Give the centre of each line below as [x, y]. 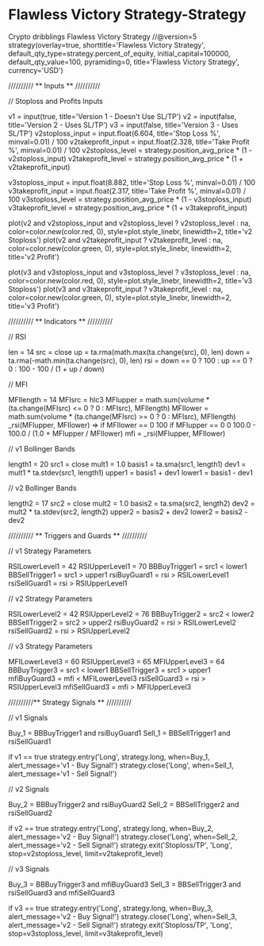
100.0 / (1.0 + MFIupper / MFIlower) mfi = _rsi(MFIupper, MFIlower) [117, 433]
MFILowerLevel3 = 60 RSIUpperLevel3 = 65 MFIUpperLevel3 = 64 [117, 661]
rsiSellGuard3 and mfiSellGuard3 [62, 892]
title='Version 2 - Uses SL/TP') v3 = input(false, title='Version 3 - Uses [123, 125]
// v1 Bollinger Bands [42, 448]
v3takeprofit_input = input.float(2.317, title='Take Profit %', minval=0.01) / [127, 190]
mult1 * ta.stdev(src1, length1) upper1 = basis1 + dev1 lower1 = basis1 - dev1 [131, 472]
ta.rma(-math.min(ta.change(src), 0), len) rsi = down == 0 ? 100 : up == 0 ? [131, 360]
